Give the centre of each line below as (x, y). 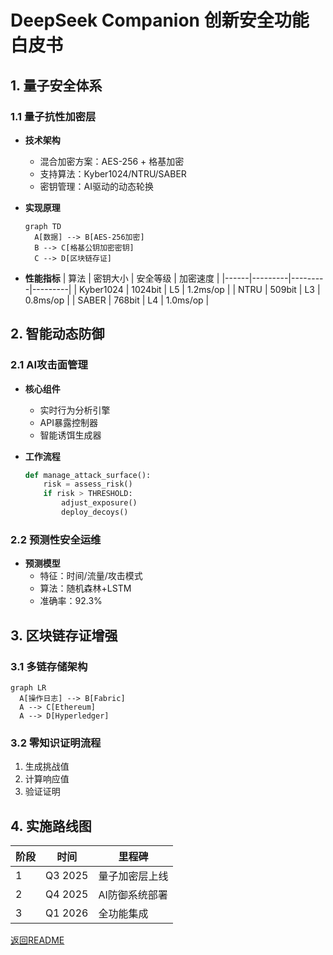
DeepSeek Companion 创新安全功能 (160, 20)
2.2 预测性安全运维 (56, 539)
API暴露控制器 (68, 422)
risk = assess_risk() (88, 484)
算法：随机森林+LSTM (85, 588)
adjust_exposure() (99, 503)
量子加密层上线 (133, 876)
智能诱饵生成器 (70, 435)
